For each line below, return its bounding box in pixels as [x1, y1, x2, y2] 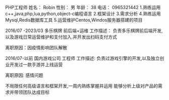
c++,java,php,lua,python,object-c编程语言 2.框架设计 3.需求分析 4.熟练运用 [5, 11, 161, 17]
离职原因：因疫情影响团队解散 [5, 45, 67, 50]
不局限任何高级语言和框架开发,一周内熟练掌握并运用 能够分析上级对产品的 [5, 83, 158, 89]
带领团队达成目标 [14, 89, 49, 95]
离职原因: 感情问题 [5, 72, 43, 78]
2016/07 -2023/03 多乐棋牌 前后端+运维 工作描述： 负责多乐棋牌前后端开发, [5, 28, 163, 34]
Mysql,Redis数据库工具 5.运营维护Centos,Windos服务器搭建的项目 [5, 17, 143, 23]
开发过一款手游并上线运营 [9, 62, 63, 67]
